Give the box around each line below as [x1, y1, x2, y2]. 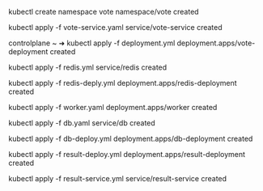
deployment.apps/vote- [176, 38, 256, 48]
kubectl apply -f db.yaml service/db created [8, 118, 155, 128]
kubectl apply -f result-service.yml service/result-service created [8, 174, 227, 183]
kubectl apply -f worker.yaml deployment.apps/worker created [8, 103, 218, 112]
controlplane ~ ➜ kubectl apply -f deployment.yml [8, 38, 176, 48]
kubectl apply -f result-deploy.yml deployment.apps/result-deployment [8, 150, 245, 159]
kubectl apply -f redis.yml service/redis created [8, 62, 168, 72]
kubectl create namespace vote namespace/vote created [8, 7, 200, 16]
